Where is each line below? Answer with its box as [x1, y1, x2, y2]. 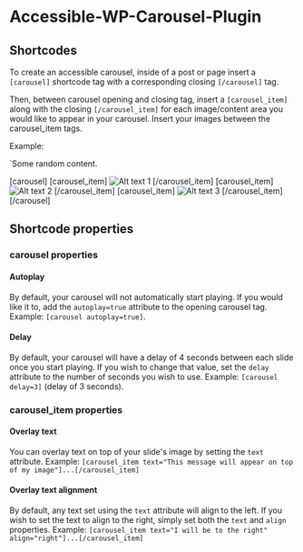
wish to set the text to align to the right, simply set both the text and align [9, 515, 287, 526]
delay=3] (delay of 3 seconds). [9, 380, 124, 392]
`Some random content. [9, 158, 98, 169]
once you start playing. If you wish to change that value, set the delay [9, 361, 269, 372]
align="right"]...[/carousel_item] [9, 534, 144, 543]
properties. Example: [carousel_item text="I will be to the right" [9, 525, 268, 536]
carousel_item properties [9, 403, 123, 416]
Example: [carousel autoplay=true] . [9, 311, 147, 322]
